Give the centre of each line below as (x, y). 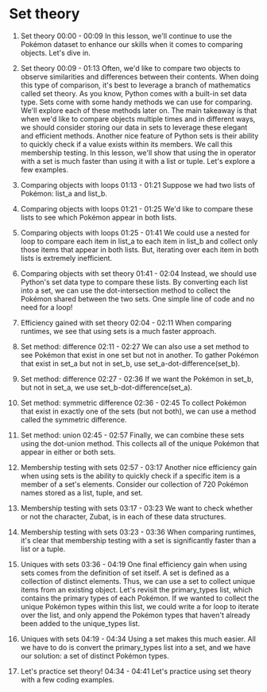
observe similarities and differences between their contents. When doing (139, 76)
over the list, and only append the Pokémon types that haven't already (135, 615)
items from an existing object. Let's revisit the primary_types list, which (137, 589)
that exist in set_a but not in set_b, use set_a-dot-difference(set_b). (130, 363)
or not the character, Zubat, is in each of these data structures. (123, 516)
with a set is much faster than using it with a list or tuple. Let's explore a (138, 161)
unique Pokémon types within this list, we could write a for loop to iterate (139, 606)
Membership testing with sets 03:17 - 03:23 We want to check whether (137, 508)
